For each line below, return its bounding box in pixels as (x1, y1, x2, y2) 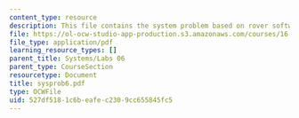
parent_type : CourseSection (9, 63, 114, 72)
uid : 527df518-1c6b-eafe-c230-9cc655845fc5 (9, 95, 174, 105)
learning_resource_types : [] (9, 46, 117, 55)
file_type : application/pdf (9, 37, 114, 47)
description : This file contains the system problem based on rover (9, 21, 269, 30)
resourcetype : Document (9, 71, 98, 80)
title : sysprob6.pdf (9, 79, 86, 88)
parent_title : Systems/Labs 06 (9, 54, 125, 63)
